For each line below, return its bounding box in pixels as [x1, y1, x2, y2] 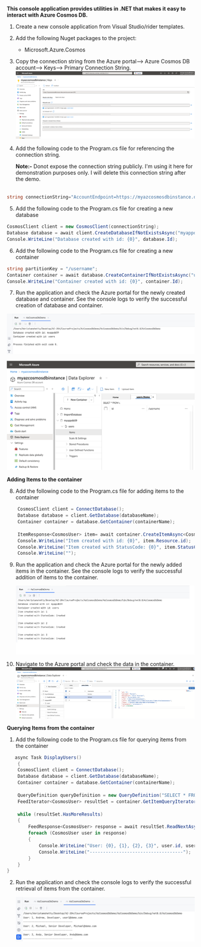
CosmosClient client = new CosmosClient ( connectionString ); [7, 224, 160, 230]
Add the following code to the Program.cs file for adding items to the [15, 487, 184, 495]
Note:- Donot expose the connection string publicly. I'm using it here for [15, 163, 193, 170]
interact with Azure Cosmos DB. [7, 11, 88, 19]
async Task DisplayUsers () [14, 754, 82, 760]
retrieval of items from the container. [15, 885, 106, 893]
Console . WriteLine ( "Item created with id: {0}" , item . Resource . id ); [17, 537, 191, 543]
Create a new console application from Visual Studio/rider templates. [15, 23, 185, 30]
